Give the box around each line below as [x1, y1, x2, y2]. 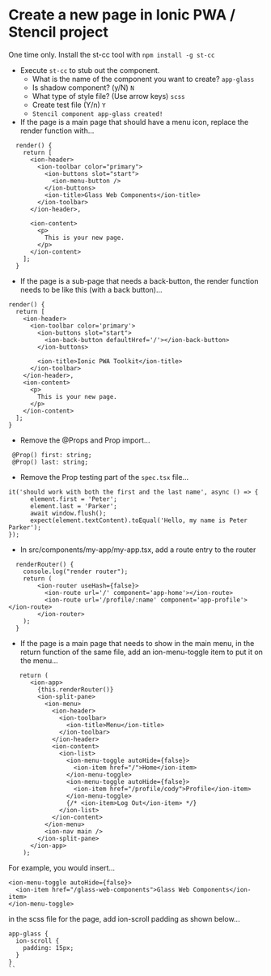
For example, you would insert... [8, 863, 116, 872]
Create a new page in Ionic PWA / [8, 6, 236, 24]
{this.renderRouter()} [37, 685, 114, 694]
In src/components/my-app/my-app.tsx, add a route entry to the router [19, 545, 256, 554]
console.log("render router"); [23, 567, 129, 576]
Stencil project [8, 23, 109, 41]
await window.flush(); [29, 509, 107, 517]
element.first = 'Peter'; [29, 494, 117, 503]
